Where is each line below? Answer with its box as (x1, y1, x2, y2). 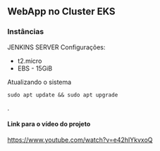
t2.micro (17, 56, 42, 65)
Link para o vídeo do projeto (7, 120, 91, 128)
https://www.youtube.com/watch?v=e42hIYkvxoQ (7, 135, 153, 144)
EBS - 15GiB (17, 64, 53, 73)
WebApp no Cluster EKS (7, 6, 116, 18)
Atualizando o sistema (7, 78, 72, 86)
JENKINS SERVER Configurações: (7, 42, 106, 52)
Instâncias (7, 27, 44, 37)
